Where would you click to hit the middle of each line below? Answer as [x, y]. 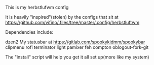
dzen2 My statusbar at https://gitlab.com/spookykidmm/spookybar [75, 42]
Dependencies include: [29, 32]
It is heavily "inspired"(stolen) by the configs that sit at [62, 17]
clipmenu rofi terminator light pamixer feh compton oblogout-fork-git [77, 47]
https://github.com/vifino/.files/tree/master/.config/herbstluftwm [72, 22]
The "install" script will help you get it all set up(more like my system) [77, 57]
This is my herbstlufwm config [37, 7]
